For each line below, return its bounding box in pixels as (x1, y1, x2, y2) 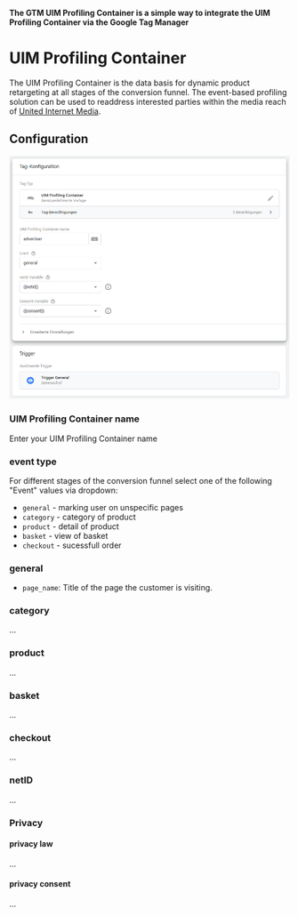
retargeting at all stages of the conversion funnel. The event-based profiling (9, 86, 287, 97)
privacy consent (9, 879, 71, 889)
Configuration (9, 132, 89, 147)
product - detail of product (21, 520, 120, 532)
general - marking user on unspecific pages (21, 502, 184, 512)
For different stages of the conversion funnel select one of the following (9, 475, 273, 486)
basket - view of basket (21, 530, 109, 541)
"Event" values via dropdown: (9, 485, 118, 495)
